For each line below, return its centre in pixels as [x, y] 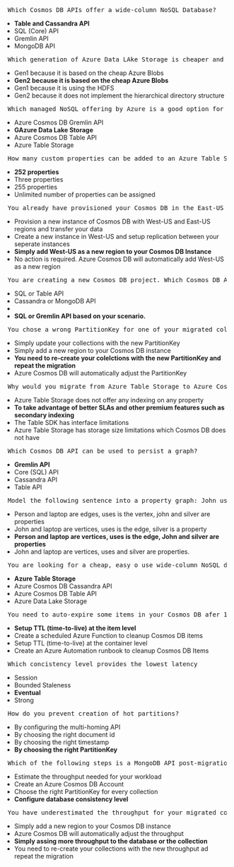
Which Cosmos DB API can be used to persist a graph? [103, 451]
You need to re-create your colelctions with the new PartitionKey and [117, 358]
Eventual [27, 693]
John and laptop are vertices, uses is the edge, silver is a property [110, 529]
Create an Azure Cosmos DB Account [69, 784]
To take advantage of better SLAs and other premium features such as [119, 407]
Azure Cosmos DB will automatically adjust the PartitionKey [100, 373]
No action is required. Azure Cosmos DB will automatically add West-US [119, 259]
